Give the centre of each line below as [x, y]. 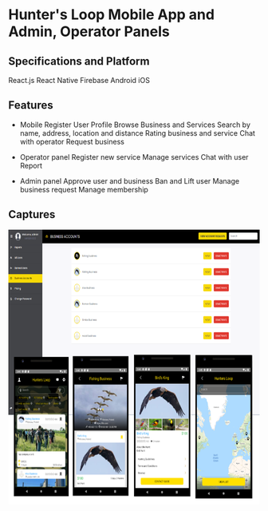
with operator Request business [72, 141]
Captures [32, 214]
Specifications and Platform [79, 61]
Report [31, 165]
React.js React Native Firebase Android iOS [79, 80]
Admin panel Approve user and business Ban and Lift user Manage [130, 180]
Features [31, 105]
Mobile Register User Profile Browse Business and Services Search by [135, 125]
